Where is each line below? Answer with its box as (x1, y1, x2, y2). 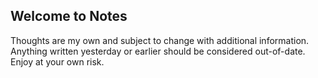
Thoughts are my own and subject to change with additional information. (10, 34, 310, 46)
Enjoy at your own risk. (10, 55, 105, 68)
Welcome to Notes (10, 8, 128, 25)
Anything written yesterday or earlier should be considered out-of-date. (10, 45, 306, 57)
